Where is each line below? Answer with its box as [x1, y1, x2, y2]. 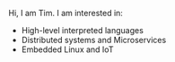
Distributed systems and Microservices [21, 35, 167, 45]
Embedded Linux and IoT [21, 44, 114, 55]
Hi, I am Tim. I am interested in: [8, 8, 123, 18]
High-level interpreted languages [21, 25, 144, 35]
